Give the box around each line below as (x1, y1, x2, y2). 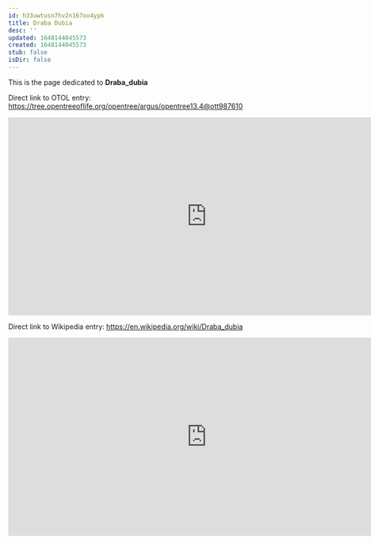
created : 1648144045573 (8, 41, 87, 49)
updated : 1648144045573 (8, 33, 87, 42)
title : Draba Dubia (8, 19, 73, 27)
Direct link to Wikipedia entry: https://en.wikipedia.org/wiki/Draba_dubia (8, 322, 243, 331)
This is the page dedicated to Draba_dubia (8, 77, 148, 87)
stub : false (8, 48, 48, 56)
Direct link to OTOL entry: (8, 93, 91, 102)
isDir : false (8, 56, 52, 64)
